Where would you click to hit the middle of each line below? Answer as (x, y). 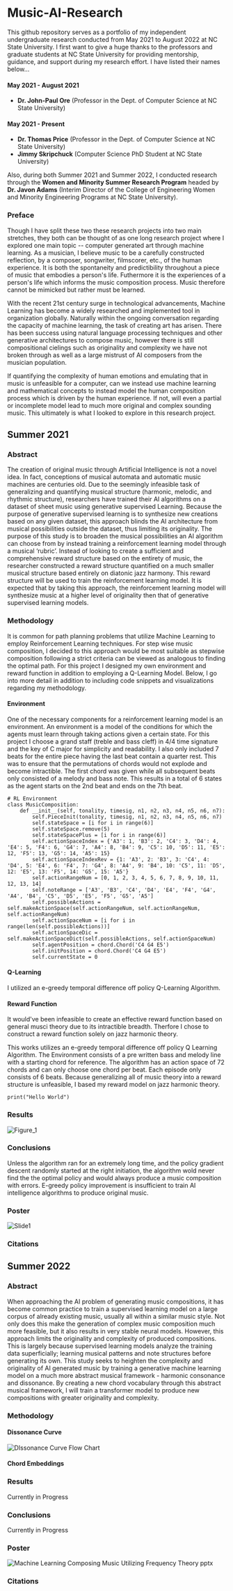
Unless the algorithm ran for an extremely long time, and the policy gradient (115, 1163)
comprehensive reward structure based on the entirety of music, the (105, 558)
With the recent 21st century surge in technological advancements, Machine (116, 303)
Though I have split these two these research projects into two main (104, 230)
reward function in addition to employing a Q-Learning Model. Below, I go (112, 673)
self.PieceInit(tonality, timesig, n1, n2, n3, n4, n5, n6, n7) (127, 817)
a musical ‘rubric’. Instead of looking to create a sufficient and (96, 551)
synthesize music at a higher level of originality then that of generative (108, 595)
